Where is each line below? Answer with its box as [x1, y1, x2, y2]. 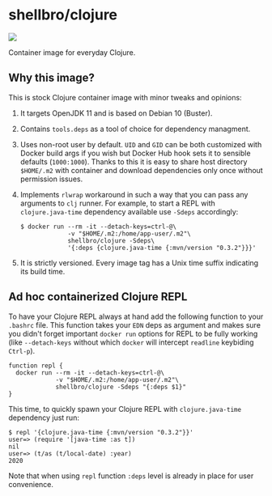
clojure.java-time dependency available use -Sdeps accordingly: [19, 206, 239, 216]
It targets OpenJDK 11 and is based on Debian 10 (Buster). [19, 108, 213, 118]
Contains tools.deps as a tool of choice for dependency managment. [19, 124, 251, 134]
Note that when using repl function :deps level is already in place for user [8, 471, 254, 481]
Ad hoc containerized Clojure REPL [8, 290, 188, 304]
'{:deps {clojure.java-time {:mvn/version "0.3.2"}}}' [67, 244, 257, 252]
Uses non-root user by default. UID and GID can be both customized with [19, 139, 262, 149]
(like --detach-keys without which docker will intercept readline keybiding [8, 337, 254, 347]
